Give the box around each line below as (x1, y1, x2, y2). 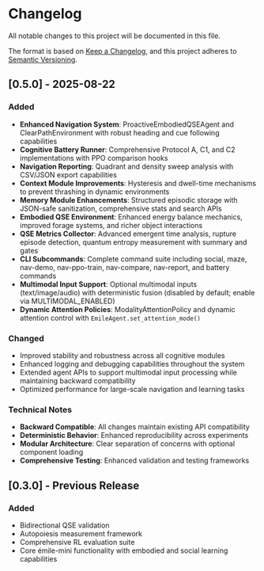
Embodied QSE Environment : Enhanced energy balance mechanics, (19, 211, 243, 222)
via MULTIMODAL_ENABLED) (19, 296, 116, 306)
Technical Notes (8, 404, 73, 415)
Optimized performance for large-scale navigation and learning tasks (19, 384, 245, 394)
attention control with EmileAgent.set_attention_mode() (19, 313, 202, 322)
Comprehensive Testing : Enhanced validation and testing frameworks (19, 456, 250, 466)
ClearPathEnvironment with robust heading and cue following (19, 128, 220, 137)
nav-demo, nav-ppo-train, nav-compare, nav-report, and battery (19, 262, 230, 272)
